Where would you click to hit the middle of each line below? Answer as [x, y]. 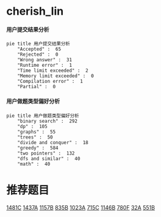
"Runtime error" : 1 [45, 66]
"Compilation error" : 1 [50, 82]
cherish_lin [35, 11]
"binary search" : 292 [48, 121]
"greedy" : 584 [38, 148]
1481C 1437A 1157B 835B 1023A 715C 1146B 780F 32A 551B [81, 207]
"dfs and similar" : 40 [49, 158]
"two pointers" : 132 [46, 153]
